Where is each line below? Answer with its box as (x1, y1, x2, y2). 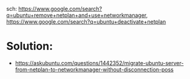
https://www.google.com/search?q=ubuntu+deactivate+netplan (6, 18, 166, 25)
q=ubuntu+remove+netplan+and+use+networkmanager (6, 12, 147, 19)
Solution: (6, 39, 53, 53)
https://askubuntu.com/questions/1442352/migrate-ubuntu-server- (15, 59, 184, 66)
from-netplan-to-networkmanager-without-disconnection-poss (15, 66, 174, 73)
